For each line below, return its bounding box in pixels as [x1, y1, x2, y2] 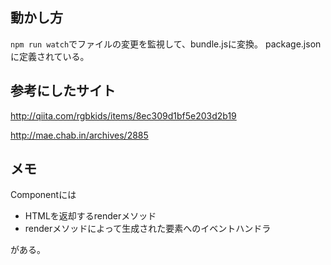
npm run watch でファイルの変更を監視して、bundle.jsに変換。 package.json [10, 38, 322, 50]
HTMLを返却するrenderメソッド [24, 210, 157, 222]
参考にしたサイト [10, 83, 116, 100]
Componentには [10, 189, 77, 201]
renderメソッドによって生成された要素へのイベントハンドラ [24, 223, 272, 235]
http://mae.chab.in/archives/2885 [10, 129, 149, 141]
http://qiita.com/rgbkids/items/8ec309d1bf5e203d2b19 [10, 109, 237, 122]
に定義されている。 [10, 50, 90, 62]
